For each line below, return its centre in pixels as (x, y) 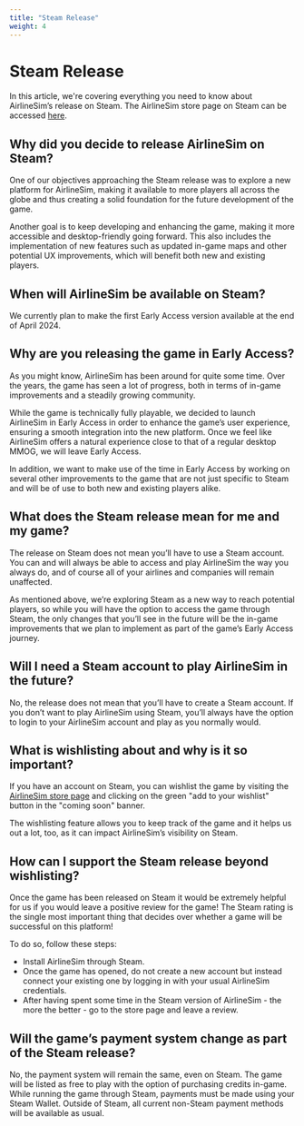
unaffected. (31, 581)
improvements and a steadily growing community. (103, 395)
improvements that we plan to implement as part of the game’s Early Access (152, 628)
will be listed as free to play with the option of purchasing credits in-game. (148, 1084)
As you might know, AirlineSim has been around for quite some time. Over (147, 375)
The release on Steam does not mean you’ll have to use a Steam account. (147, 553)
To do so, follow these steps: (63, 944)
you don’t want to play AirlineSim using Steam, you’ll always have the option (152, 712)
